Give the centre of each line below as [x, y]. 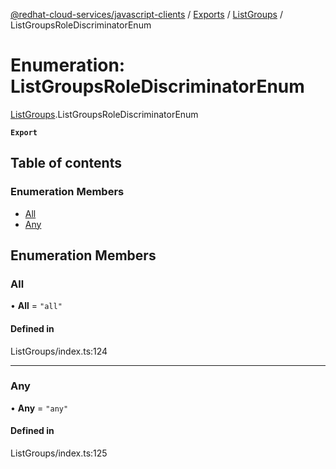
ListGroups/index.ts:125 [59, 453]
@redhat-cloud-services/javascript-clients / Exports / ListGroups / [146, 14]
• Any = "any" [39, 408]
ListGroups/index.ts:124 [59, 351]
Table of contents [66, 163]
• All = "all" [36, 306]
